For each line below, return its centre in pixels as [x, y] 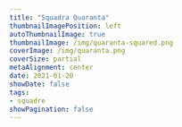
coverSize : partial [45, 59]
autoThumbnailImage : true [57, 34]
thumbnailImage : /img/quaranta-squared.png [91, 42]
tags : [19, 92]
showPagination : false [51, 109]
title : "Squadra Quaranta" [59, 17]
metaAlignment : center [51, 68]
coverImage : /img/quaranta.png [67, 51]
